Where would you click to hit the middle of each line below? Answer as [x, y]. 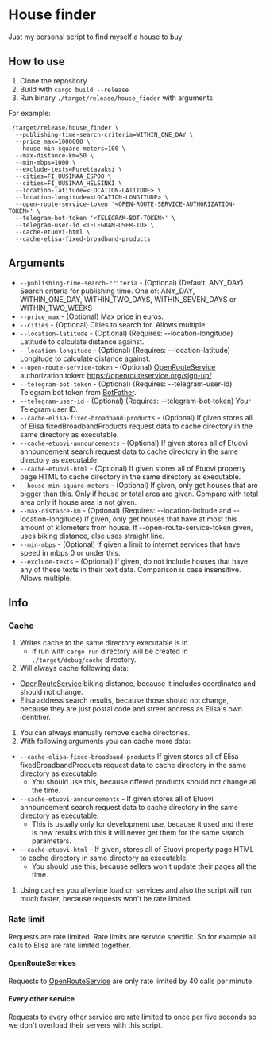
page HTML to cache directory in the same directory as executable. [130, 476]
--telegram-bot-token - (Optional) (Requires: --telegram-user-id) [126, 384]
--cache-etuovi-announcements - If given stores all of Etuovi [116, 799]
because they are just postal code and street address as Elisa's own [131, 709]
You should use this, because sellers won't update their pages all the [144, 866]
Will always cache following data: [74, 668]
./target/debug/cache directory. [84, 660]
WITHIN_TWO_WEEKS [56, 308]
